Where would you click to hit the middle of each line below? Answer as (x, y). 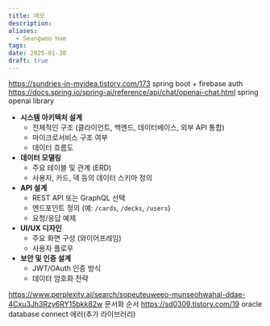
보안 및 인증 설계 (45, 258)
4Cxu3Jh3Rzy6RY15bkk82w (56, 303)
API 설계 (33, 188)
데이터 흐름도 (53, 147)
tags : (17, 46)
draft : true (28, 61)
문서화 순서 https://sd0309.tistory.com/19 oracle (183, 303)
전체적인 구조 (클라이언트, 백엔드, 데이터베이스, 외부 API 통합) (128, 127)
